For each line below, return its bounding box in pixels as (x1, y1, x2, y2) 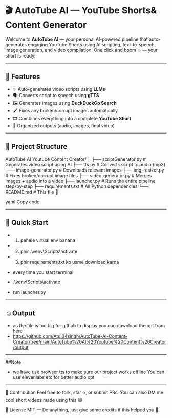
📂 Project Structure (5, 142, 68, 151)
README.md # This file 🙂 (5, 188, 59, 195)
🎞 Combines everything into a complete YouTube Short (12, 115, 132, 121)
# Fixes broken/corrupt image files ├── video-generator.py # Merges (5, 172, 152, 178)
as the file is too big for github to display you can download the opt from (12, 322, 165, 329)
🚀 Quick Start (5, 218, 49, 227)
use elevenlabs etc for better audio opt (12, 374, 95, 381)
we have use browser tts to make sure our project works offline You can (12, 369, 165, 375)
